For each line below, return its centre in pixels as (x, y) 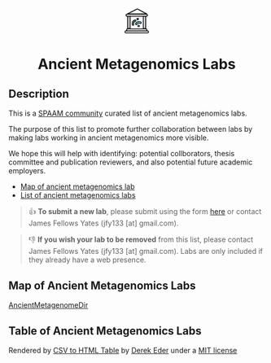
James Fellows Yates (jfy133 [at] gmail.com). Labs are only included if (145, 251)
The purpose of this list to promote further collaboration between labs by (131, 129)
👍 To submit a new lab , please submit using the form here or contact (145, 212)
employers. (27, 171)
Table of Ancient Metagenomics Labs (105, 331)
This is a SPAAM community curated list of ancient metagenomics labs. (128, 113)
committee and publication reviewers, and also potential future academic (131, 162)
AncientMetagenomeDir (48, 305)
